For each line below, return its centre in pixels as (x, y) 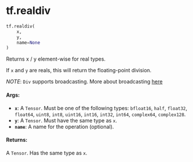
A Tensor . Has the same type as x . (47, 153)
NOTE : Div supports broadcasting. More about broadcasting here (85, 82)
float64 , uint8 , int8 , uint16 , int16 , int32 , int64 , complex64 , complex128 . (100, 114)
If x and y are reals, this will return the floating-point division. (79, 71)
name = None (29, 43)
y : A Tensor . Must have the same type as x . (66, 120)
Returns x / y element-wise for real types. (56, 59)
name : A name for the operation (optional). (64, 126)
